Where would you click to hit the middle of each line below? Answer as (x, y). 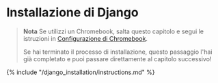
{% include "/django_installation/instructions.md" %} (81, 72)
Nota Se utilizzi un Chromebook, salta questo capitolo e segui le (113, 31)
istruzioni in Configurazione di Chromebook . (85, 38)
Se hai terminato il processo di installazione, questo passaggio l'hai (118, 52)
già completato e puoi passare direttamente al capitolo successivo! (117, 59)
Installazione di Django (72, 13)
